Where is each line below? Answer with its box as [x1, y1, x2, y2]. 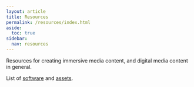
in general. [6, 63, 32, 70]
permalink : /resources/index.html [6, 19, 91, 25]
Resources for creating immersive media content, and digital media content [6, 57, 188, 64]
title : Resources [6, 14, 49, 20]
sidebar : [6, 36, 28, 41]
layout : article [6, 8, 46, 15]
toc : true [11, 30, 35, 36]
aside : [6, 25, 22, 31]
